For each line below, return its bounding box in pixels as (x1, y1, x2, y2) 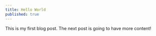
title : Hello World (5, 7, 46, 12)
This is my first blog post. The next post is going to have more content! (5, 25, 151, 31)
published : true (5, 12, 39, 17)
